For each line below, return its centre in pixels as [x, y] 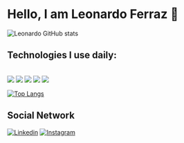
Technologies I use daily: [62, 55]
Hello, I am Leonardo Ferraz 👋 [93, 14]
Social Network [41, 116]
